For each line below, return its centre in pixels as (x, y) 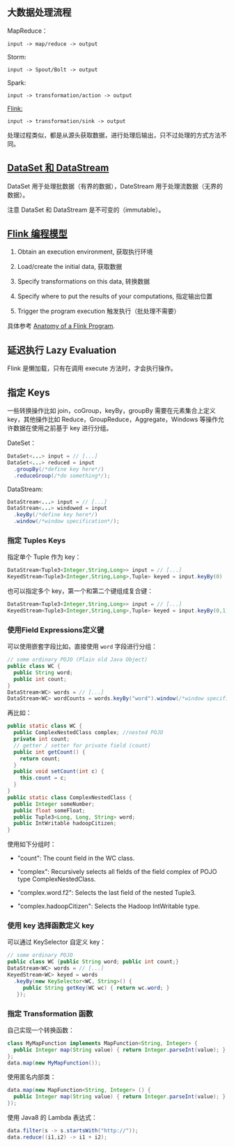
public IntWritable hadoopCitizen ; (65, 824)
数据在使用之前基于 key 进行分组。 (63, 428)
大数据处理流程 (39, 13)
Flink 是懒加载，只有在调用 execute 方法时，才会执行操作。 (92, 368)
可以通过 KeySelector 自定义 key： (57, 942)
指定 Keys (29, 392)
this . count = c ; (44, 778)
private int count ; (42, 739)
